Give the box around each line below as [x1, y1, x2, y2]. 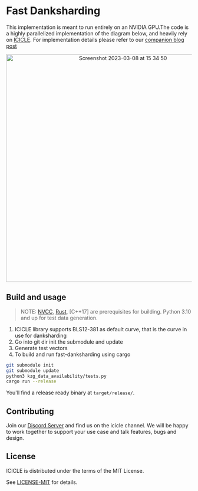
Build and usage [6, 292, 67, 302]
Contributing [6, 406, 54, 416]
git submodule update [6, 367, 60, 374]
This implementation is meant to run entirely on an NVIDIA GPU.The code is [6, 24, 189, 31]
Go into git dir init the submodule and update [14, 338, 123, 345]
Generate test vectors [14, 344, 68, 351]
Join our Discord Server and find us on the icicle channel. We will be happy [6, 422, 189, 429]
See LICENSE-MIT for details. [6, 479, 78, 486]
